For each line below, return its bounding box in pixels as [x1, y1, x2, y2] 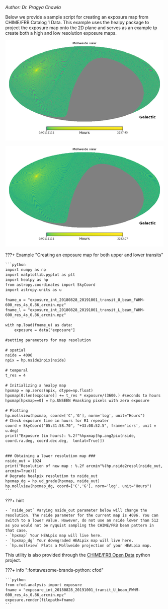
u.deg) [5, 428, 19, 433]
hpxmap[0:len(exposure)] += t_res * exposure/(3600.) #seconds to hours [5, 393, 161, 398]
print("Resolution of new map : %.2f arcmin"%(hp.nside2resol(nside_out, [5, 464, 163, 469]
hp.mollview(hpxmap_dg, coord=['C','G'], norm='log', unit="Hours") [5, 484, 152, 489]
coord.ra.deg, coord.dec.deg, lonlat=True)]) [5, 438, 105, 443]
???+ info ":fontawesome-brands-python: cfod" [5, 567, 104, 573]
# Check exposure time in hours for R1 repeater [5, 418, 109, 423]
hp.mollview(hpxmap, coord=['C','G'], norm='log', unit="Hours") [5, 413, 145, 418]
